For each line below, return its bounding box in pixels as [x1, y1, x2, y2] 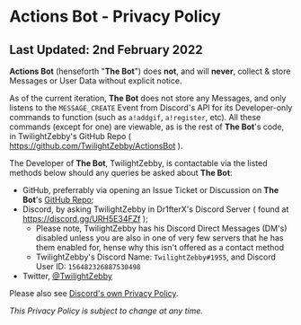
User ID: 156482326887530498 [35, 261, 141, 271]
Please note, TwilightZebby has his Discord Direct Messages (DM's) [35, 223, 288, 233]
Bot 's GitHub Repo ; [22, 195, 94, 205]
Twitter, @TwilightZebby [22, 271, 112, 281]
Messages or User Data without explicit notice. [9, 75, 182, 86]
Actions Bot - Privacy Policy [9, 6, 222, 27]
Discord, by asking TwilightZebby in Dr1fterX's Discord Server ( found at [22, 204, 289, 215]
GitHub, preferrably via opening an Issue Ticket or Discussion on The [22, 185, 279, 195]
